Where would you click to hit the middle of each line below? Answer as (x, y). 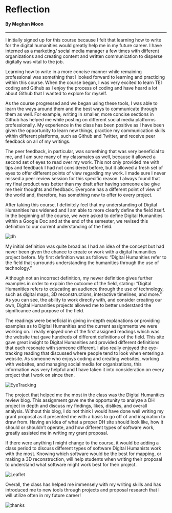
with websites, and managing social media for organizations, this (73, 364)
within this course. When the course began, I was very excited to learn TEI (84, 82)
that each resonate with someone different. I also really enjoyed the (76, 348)
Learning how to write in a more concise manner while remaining (74, 72)
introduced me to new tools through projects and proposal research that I (82, 490)
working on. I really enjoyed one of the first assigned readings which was (82, 332)
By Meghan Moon (25, 24)
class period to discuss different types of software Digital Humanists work (83, 448)
